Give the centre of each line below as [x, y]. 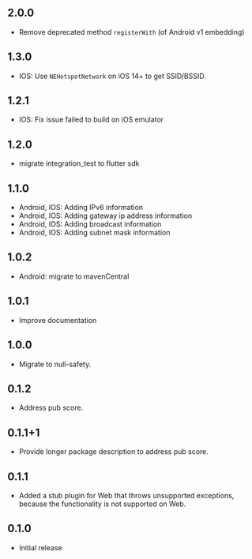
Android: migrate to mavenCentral [74, 276]
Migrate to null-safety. [55, 364]
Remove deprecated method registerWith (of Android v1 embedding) [132, 32]
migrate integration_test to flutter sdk [79, 163]
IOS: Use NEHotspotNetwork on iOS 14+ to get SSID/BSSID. [112, 76]
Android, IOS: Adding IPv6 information [81, 208]
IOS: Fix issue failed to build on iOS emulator [91, 120]
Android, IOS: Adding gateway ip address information [105, 216]
